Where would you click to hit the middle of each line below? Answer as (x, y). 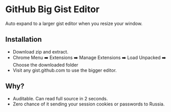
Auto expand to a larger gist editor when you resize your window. (74, 23)
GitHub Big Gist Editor (52, 9)
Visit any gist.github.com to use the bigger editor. (65, 70)
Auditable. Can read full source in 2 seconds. (60, 98)
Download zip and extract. (40, 51)
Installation (24, 39)
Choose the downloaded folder (45, 65)
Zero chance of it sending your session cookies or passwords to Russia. (89, 104)
